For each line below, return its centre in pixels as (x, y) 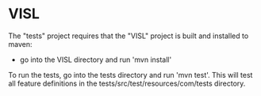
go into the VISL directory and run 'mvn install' (96, 60)
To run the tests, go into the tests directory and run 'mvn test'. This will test (130, 75)
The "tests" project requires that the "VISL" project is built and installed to (129, 36)
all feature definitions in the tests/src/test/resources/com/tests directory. (127, 83)
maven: (20, 44)
